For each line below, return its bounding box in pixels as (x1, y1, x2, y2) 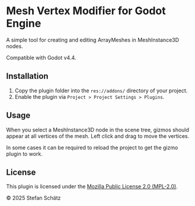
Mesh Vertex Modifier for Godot (6, 4, 166, 18)
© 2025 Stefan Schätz (6, 194, 61, 202)
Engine (6, 17, 41, 30)
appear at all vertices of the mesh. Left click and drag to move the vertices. (6, 132, 190, 140)
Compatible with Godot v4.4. (6, 54, 76, 61)
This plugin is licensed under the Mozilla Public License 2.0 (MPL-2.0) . (6, 183, 178, 190)
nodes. (6, 43, 23, 50)
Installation (6, 71, 49, 81)
